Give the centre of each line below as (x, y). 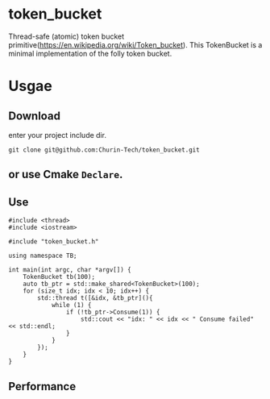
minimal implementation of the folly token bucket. (90, 53)
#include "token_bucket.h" (54, 242)
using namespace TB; (43, 256)
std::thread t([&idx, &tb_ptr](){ (95, 298)
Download (34, 116)
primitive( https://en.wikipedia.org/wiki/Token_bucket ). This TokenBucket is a (135, 44)
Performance (42, 387)
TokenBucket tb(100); (59, 277)
